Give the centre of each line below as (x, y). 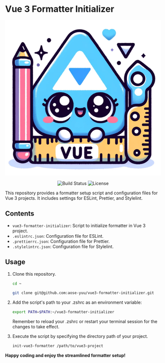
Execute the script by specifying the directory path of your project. (80, 336)
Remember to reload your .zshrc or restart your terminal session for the (85, 322)
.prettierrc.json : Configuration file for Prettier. (61, 241)
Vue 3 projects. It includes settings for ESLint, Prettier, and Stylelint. (74, 198)
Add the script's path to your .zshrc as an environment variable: (77, 302)
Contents (20, 214)
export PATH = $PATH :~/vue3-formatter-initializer (63, 312)
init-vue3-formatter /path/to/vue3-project (58, 346)
